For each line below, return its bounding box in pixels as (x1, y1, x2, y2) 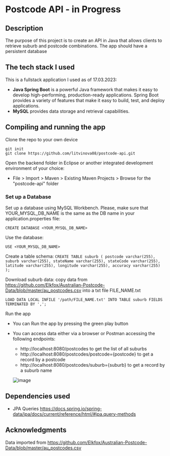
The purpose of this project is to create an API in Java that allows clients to (5, 37, 162, 43)
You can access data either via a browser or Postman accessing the (12, 330, 155, 336)
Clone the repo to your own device (5, 136, 78, 142)
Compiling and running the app (5, 123, 106, 132)
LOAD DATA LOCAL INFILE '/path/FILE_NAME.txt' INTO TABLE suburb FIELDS (5, 297, 163, 302)
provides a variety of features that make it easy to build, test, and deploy (12, 97, 165, 103)
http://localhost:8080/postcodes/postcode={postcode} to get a (20, 351, 154, 357)
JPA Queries (12, 406, 39, 412)
